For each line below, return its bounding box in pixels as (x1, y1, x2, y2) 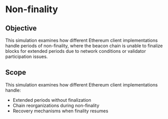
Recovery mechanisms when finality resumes (12, 108, 109, 114)
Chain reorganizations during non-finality (12, 102, 100, 108)
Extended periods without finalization (12, 97, 91, 103)
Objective (5, 24, 37, 33)
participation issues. (5, 53, 48, 59)
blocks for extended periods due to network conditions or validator (5, 48, 147, 54)
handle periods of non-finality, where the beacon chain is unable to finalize (5, 43, 163, 49)
